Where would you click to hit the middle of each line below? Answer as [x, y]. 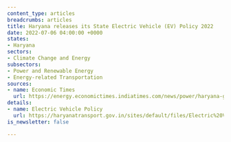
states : [18, 39]
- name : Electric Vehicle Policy [55, 109]
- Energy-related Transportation [55, 77]
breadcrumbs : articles [40, 20]
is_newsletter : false [38, 122]
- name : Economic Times [41, 90]
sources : [20, 84]
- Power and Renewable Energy [51, 71]
